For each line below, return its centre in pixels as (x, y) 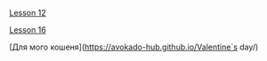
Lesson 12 (28, 13)
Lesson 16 (28, 30)
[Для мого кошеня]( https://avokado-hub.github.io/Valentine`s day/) (134, 47)
